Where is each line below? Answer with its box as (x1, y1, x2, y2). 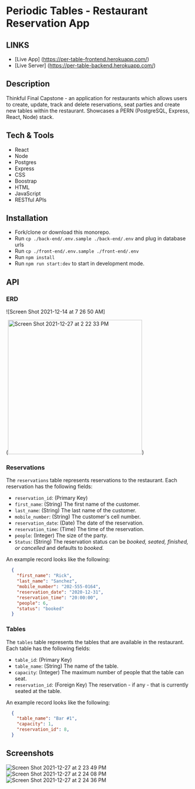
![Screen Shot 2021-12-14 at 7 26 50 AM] (6, 308, 106, 316)
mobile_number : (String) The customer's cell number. (14, 513, 141, 521)
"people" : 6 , (16, 600, 49, 606)
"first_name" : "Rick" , (16, 573, 72, 579)
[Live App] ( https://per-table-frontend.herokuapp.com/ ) (14, 56, 150, 62)
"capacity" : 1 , (16, 721, 54, 727)
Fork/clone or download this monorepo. (14, 228, 110, 236)
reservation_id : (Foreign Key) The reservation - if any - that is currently (14, 681, 189, 688)
